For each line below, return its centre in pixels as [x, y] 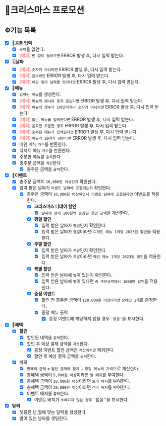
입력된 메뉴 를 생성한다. [40, 94]
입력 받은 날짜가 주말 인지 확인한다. [74, 250]
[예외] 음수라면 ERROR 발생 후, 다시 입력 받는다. [64, 76]
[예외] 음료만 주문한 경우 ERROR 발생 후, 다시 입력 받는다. [73, 125]
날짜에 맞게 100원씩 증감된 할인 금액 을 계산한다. [85, 213]
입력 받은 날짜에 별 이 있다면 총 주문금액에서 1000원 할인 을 [95, 281]
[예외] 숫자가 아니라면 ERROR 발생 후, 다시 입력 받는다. [71, 70]
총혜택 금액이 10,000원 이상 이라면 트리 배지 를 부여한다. [79, 381]
